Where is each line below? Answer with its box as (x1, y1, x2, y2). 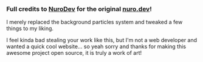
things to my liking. (6, 25, 53, 32)
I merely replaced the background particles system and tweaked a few (6, 19, 183, 26)
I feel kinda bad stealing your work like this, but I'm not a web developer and (6, 37, 198, 44)
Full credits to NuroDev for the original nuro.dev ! (6, 5, 152, 13)
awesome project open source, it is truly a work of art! (6, 49, 142, 57)
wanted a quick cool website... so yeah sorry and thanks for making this (6, 43, 187, 50)
